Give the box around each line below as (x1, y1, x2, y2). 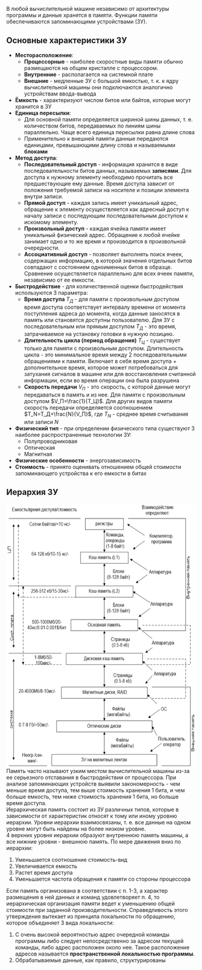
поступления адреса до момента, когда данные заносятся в (24, 309, 180, 317)
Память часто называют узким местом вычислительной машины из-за (6, 768, 190, 775)
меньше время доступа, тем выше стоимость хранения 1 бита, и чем (6, 787, 185, 794)
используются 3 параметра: (14, 289, 89, 296)
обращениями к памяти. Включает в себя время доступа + (24, 358, 177, 365)
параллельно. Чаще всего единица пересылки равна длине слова (24, 128, 195, 135)
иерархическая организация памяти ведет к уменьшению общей (6, 900, 175, 907)
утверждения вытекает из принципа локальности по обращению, (6, 913, 176, 920)
